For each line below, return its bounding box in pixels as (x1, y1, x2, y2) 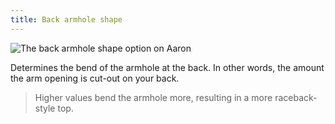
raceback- (274, 91, 318, 103)
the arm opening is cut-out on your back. (10, 72, 180, 84)
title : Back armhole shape (10, 14, 123, 25)
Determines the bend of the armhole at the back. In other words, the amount (10, 61, 325, 73)
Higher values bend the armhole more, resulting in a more (34, 91, 273, 103)
